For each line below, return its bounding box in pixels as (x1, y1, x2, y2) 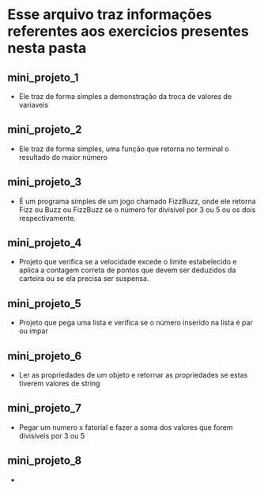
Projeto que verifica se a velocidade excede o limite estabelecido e (18, 257, 237, 267)
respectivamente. (18, 213, 77, 222)
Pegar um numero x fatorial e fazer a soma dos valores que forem (18, 422, 233, 432)
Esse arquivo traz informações (7, 6, 213, 24)
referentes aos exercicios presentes (7, 22, 250, 40)
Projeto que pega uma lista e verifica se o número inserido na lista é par (18, 318, 254, 328)
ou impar (18, 326, 48, 336)
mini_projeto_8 (7, 454, 82, 468)
